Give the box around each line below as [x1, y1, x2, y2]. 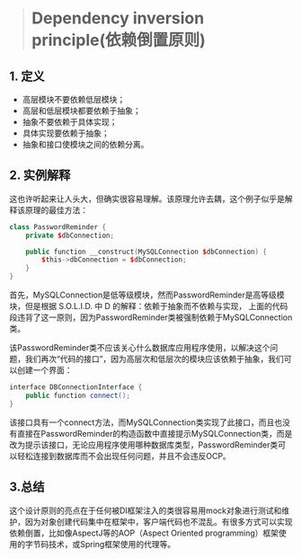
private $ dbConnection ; [25, 231, 115, 240]
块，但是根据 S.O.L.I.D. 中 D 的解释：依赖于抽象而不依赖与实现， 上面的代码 [9, 301, 289, 312]
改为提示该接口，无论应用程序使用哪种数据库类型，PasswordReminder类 [9, 439, 279, 450]
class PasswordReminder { [9, 222, 106, 232]
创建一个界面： [16, 365, 73, 376]
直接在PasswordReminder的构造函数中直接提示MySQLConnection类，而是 [16, 428, 293, 438]
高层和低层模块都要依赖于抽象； [22, 105, 141, 116]
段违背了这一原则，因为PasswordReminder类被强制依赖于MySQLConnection [9, 312, 293, 323]
